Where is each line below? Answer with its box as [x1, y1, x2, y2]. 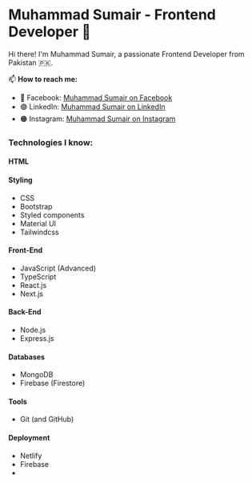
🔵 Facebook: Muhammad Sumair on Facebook [19, 92, 173, 102]
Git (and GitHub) [19, 415, 74, 424]
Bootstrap [19, 201, 53, 211]
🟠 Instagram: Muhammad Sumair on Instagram [19, 114, 176, 124]
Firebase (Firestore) [19, 379, 86, 388]
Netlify [19, 451, 42, 461]
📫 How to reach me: [8, 74, 78, 83]
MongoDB [19, 370, 54, 379]
